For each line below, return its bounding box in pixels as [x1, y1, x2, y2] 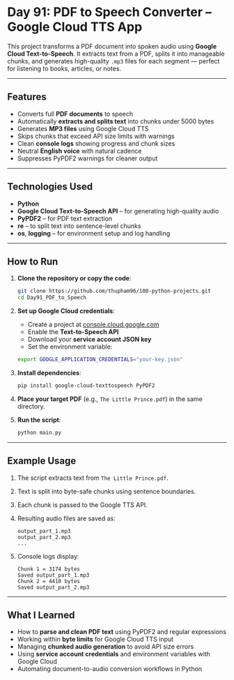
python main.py [17, 429, 62, 436]
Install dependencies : [17, 369, 81, 377]
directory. [17, 402, 45, 410]
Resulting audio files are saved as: [17, 514, 116, 522]
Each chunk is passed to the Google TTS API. [17, 500, 148, 509]
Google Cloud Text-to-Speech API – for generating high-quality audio [17, 206, 219, 215]
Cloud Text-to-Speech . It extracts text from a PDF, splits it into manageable [7, 50, 225, 58]
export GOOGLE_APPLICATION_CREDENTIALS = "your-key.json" [17, 356, 183, 363]
